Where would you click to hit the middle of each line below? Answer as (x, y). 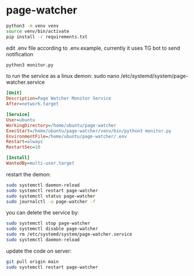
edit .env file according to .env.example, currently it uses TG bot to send (93, 48)
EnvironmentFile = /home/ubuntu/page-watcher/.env (67, 136)
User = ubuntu (21, 120)
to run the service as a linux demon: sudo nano (63, 76)
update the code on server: (39, 251)
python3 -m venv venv (33, 26)
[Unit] (14, 93)
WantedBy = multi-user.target (40, 163)
